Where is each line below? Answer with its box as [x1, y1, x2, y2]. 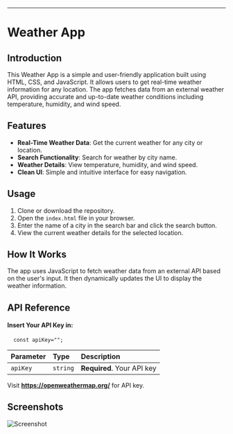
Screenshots [7, 401, 64, 413]
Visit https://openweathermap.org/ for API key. [7, 381, 144, 390]
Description [80, 351, 121, 361]
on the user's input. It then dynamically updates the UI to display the [7, 275, 202, 283]
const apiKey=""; [13, 337, 64, 344]
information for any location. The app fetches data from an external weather [7, 85, 224, 94]
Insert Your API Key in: [7, 321, 74, 329]
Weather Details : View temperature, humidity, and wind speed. [17, 160, 198, 168]
